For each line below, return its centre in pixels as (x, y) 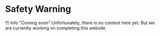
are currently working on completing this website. (56, 28)
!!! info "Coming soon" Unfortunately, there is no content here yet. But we (80, 23)
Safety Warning (38, 9)
